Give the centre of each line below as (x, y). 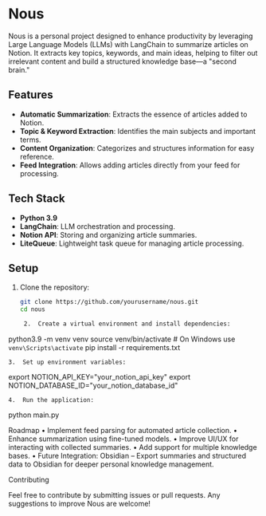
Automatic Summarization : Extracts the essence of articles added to (133, 114)
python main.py (34, 415)
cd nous (32, 309)
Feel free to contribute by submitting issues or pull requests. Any (114, 495)
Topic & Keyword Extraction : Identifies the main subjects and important (138, 131)
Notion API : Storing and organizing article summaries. (108, 234)
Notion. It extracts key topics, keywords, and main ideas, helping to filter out (133, 53)
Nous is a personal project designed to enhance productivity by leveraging (131, 36)
